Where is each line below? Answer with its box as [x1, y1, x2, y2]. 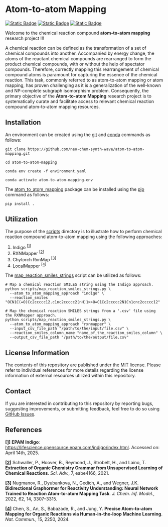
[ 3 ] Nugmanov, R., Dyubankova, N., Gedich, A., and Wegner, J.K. [5, 480, 139, 486]
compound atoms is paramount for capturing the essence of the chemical [5, 71, 157, 77]
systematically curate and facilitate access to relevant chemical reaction [5, 98, 154, 104]
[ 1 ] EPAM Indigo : [5, 439, 40, 445]
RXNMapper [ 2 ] [12, 250, 44, 256]
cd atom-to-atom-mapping [5, 160, 57, 165]
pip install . [5, 201, 35, 206]
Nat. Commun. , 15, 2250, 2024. [5, 516, 70, 522]
